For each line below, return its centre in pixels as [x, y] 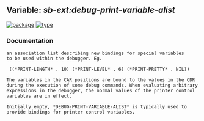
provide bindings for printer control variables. [71, 112]
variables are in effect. [39, 96]
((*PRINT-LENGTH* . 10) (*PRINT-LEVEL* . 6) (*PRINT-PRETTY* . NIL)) [99, 70]
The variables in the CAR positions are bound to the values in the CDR [101, 80]
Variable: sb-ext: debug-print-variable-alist [91, 10]
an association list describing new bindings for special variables [95, 53]
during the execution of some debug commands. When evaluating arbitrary [102, 86]
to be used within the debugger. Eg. [54, 59]
